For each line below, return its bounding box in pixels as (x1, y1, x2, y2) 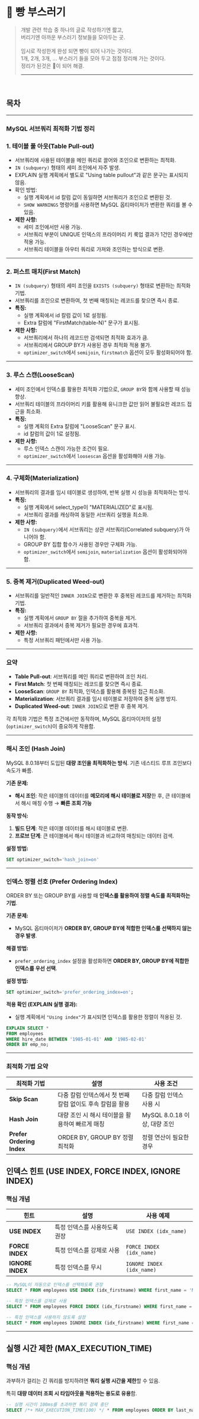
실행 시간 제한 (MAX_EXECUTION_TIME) (6, 1343, 152, 1353)
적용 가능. (23, 238, 46, 245)
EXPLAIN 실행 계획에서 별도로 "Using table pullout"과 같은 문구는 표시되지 (14, 171, 188, 178)
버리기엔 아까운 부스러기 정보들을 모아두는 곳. (20, 33, 126, 40)
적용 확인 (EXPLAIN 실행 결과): (6, 1000, 78, 1007)
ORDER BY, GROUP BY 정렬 (57, 1133, 134, 1141)
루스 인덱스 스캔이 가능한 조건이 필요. (23, 445, 110, 452)
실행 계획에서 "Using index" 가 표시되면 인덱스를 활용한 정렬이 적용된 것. (14, 1013, 182, 1020)
